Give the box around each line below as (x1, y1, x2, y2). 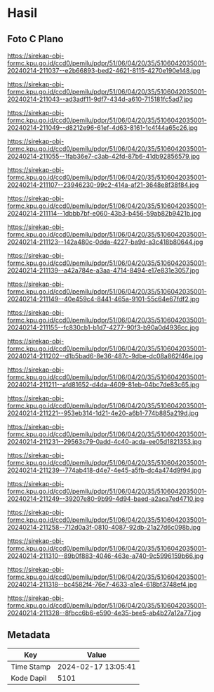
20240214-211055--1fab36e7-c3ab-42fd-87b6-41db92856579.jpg (7, 152, 200, 160)
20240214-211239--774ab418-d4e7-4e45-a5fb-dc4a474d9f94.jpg (7, 466, 201, 474)
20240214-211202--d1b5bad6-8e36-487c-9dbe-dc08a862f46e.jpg (7, 352, 203, 360)
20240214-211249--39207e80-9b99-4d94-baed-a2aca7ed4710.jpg (7, 495, 204, 503)
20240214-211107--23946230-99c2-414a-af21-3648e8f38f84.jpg (7, 181, 199, 189)
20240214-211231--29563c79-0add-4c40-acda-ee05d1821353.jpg (7, 438, 202, 445)
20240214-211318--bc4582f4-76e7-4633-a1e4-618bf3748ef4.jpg (7, 580, 198, 588)
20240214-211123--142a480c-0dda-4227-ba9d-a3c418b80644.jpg (7, 237, 203, 246)
